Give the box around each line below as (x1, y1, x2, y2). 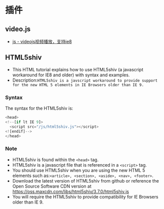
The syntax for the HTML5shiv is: (5, 105, 74, 111)
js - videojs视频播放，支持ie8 (12, 38, 72, 44)
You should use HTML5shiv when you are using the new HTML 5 (12, 167, 145, 173)
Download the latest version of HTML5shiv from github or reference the (12, 178, 159, 184)
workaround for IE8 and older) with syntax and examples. (12, 72, 130, 78)
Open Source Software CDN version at (12, 183, 92, 189)
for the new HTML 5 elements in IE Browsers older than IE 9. (12, 82, 144, 87)
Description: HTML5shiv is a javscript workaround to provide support (12, 77, 158, 83)
